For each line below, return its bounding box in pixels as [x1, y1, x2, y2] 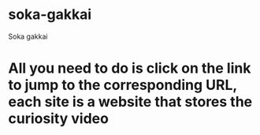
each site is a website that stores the [8, 93, 253, 111]
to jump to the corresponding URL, [8, 77, 238, 94]
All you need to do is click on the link [8, 59, 251, 77]
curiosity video [8, 110, 109, 128]
